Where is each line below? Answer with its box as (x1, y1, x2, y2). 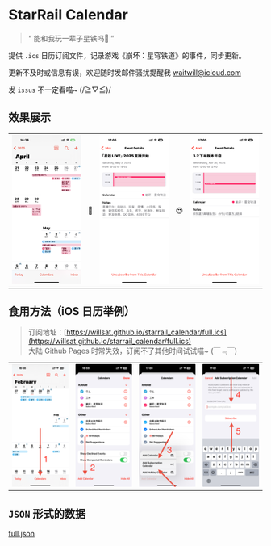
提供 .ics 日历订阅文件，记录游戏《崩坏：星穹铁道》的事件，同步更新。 (8, 50, 246, 60)
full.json (8, 529, 35, 539)
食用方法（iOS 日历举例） (8, 304, 135, 318)
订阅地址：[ (27, 327, 67, 337)
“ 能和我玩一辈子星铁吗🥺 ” (27, 33, 115, 43)
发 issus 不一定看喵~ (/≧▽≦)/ (8, 85, 111, 94)
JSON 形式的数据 (8, 507, 86, 521)
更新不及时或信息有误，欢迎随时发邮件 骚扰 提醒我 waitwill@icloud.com (8, 67, 242, 78)
